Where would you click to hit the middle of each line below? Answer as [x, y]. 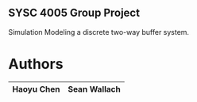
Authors [36, 64]
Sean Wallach [94, 89]
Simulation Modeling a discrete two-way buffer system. [98, 32]
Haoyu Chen [36, 89]
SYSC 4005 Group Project [74, 13]
